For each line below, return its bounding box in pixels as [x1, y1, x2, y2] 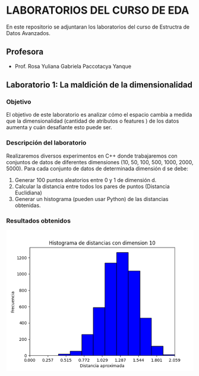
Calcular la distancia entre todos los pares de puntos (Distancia [14, 183, 170, 190]
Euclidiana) [14, 189, 43, 196]
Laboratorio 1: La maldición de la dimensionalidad [6, 80, 193, 90]
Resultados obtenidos [6, 217, 71, 225]
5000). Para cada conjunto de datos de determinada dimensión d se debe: [6, 165, 188, 172]
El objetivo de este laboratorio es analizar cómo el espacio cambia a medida [6, 111, 192, 118]
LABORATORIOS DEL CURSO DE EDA [6, 4, 189, 17]
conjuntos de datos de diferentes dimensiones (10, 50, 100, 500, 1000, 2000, [6, 158, 194, 165]
